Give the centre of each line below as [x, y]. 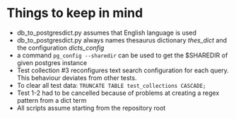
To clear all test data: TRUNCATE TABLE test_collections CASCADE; [111, 85]
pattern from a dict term [52, 100]
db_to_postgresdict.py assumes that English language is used [107, 33]
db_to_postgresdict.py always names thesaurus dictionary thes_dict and [122, 40]
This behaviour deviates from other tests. [77, 78]
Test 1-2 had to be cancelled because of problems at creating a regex [118, 93]
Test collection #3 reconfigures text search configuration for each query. [123, 70]
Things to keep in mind [75, 13]
